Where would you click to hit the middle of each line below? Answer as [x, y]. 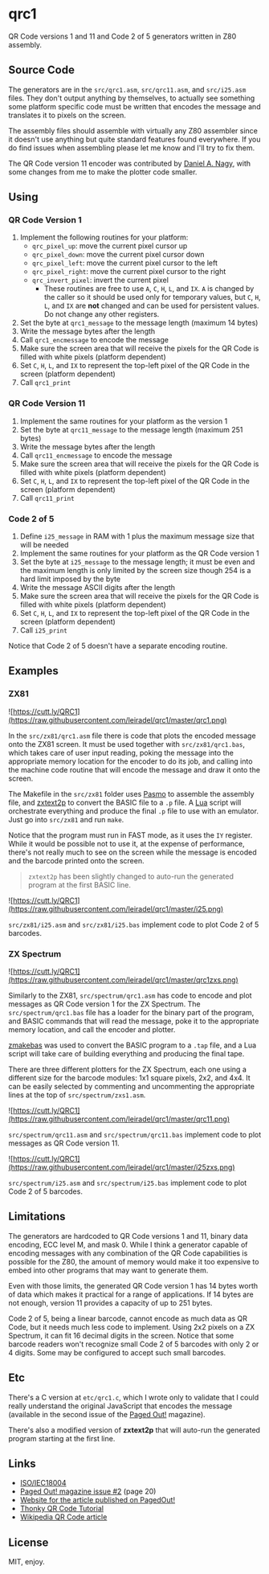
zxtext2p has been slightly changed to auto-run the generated [131, 876]
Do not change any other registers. [102, 314]
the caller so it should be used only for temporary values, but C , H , [152, 297]
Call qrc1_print [45, 383]
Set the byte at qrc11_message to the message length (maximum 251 [131, 429]
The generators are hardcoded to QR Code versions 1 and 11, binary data [128, 1236]
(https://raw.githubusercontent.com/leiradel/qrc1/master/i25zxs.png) [122, 1167]
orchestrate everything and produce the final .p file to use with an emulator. [134, 811]
